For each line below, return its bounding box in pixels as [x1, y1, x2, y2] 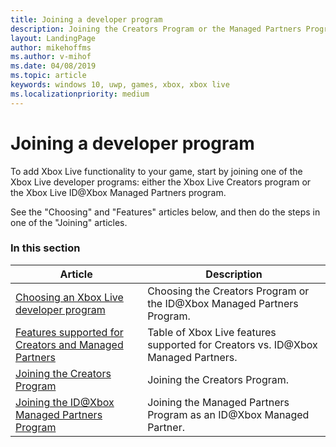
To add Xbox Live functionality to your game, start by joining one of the [10, 165, 303, 177]
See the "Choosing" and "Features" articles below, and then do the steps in [10, 206, 321, 218]
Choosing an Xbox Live [15, 290, 124, 304]
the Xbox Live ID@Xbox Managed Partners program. [10, 186, 227, 198]
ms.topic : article [10, 71, 87, 81]
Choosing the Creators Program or [147, 284, 310, 298]
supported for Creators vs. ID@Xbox [147, 337, 318, 351]
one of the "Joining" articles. [10, 216, 128, 228]
